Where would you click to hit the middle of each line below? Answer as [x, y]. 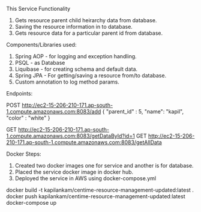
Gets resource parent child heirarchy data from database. [86, 20]
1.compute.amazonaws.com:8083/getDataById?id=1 [70, 136]
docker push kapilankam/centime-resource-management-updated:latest [96, 196]
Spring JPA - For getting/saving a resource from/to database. [91, 75]
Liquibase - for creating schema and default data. [76, 69]
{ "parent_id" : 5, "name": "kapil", [143, 111]
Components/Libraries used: [41, 45]
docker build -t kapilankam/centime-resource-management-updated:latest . [100, 190]
